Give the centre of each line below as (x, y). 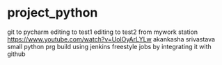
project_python (53, 13)
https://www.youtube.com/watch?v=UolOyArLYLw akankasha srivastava (111, 39)
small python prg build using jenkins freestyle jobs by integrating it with (110, 46)
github (16, 54)
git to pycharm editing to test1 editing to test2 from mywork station (103, 32)
